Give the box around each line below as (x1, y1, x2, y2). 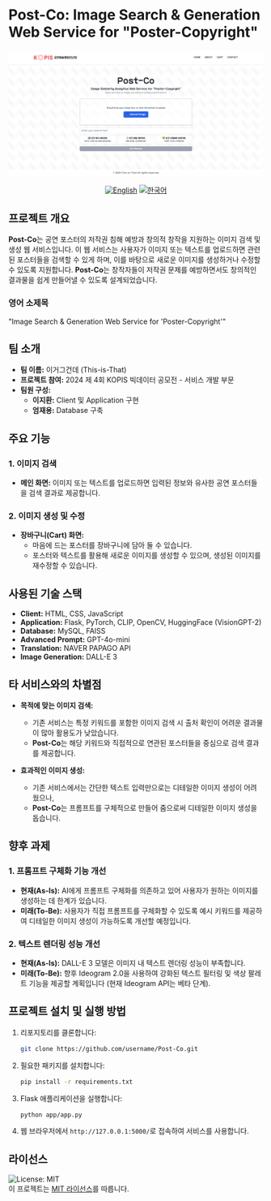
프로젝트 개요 (8, 211, 70, 225)
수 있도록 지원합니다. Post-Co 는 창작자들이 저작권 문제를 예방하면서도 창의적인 (8, 265, 257, 275)
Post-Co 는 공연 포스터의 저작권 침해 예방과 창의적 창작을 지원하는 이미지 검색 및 (8, 235, 261, 244)
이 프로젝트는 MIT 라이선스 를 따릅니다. (8, 1184, 129, 1194)
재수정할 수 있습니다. (32, 561, 98, 570)
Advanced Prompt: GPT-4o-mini (19, 635, 131, 644)
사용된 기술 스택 (8, 587, 83, 600)
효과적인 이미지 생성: (19, 765, 86, 776)
